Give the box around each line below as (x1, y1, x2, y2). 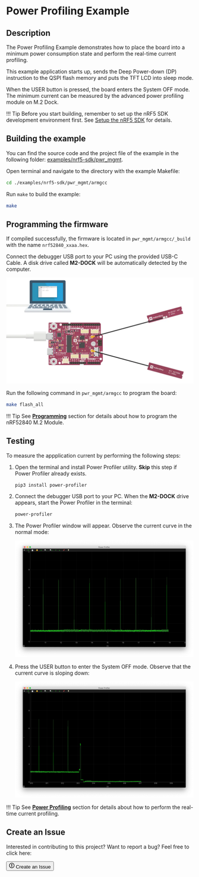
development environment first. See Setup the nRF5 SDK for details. (6, 116, 172, 123)
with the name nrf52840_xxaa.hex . (6, 242, 89, 249)
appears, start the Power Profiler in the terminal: (14, 499, 132, 507)
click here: (6, 849, 32, 857)
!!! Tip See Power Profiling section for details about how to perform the (6, 804, 181, 811)
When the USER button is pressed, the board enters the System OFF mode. (6, 86, 190, 93)
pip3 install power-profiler (14, 482, 87, 488)
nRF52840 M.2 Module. (6, 419, 64, 426)
